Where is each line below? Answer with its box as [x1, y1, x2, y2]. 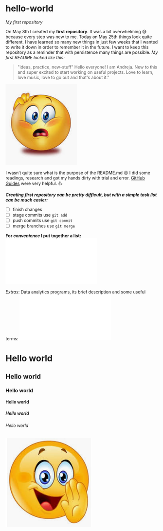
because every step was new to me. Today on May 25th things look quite [5, 34, 152, 40]
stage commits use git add [12, 212, 68, 218]
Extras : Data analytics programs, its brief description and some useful [5, 289, 145, 295]
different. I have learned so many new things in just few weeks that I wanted [5, 39, 158, 44]
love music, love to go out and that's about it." [17, 74, 109, 80]
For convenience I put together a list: [5, 233, 82, 239]
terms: [5, 336, 18, 342]
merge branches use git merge [12, 223, 75, 229]
